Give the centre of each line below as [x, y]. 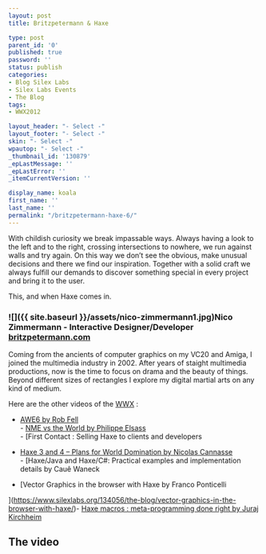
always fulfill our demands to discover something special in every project [129, 272]
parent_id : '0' [34, 45]
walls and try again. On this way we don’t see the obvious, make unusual [128, 255]
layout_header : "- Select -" [57, 126]
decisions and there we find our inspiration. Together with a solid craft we [129, 263]
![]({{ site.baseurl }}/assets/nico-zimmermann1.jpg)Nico [121, 317]
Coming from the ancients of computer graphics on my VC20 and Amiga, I [131, 354]
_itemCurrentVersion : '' [50, 179]
